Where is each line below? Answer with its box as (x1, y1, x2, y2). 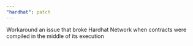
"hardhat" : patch (6, 9, 51, 15)
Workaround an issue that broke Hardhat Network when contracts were (6, 26, 187, 33)
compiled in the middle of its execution (6, 32, 104, 40)
